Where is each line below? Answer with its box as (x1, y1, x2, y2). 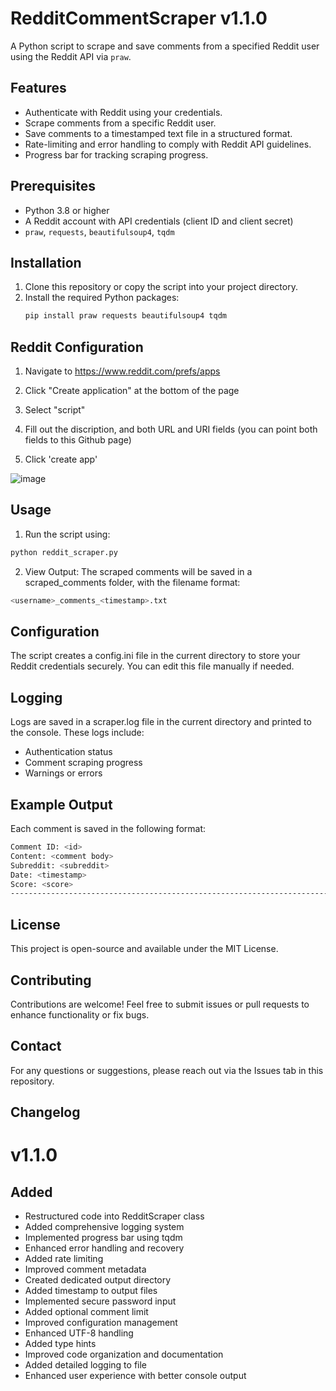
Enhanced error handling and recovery (24, 1242, 185, 1254)
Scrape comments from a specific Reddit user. (24, 117, 217, 129)
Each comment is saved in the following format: (10, 823, 207, 835)
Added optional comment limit (24, 1306, 149, 1318)
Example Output (10, 796, 113, 813)
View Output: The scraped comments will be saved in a (24, 565, 253, 577)
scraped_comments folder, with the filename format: (24, 576, 241, 588)
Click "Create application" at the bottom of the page (24, 385, 240, 397)
